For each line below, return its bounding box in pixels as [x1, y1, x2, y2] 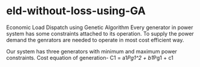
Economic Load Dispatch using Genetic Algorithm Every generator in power [6, 24, 193, 31]
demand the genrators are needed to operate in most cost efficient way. [6, 36, 184, 43]
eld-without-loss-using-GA [6, 4, 146, 18]
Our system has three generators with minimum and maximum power [6, 47, 177, 55]
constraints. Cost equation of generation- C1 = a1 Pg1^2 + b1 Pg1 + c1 [6, 54, 174, 61]
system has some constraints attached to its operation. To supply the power [6, 30, 194, 37]
